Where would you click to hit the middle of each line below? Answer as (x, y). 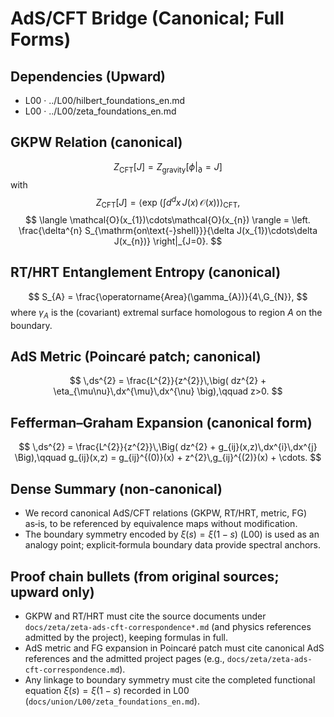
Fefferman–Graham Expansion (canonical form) (161, 422)
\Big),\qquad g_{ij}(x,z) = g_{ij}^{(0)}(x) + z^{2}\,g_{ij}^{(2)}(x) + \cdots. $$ (168, 458)
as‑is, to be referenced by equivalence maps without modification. (161, 524)
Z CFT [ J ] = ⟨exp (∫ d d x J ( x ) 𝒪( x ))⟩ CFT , (168, 202)
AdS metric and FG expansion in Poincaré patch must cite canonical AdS (174, 648)
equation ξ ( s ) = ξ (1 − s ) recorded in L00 (107, 690)
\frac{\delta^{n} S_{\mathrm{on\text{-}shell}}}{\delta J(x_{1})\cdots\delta (168, 231)
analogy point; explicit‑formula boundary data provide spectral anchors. (173, 545)
